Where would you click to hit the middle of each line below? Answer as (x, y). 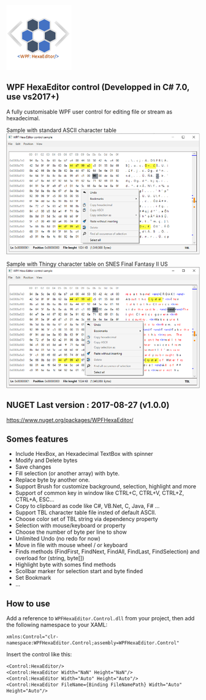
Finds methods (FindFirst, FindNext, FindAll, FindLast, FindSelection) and (107, 552)
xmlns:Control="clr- (33, 637)
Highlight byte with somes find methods (66, 565)
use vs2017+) (33, 97)
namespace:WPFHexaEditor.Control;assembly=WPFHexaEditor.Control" (93, 643)
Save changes (33, 467)
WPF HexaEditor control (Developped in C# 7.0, (98, 87)
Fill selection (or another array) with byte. (67, 474)
